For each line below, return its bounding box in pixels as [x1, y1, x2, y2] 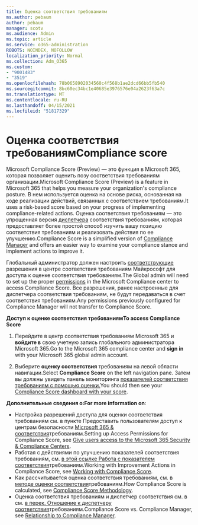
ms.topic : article [6, 36, 51, 42]
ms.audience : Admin [6, 31, 54, 37]
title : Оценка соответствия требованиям [6, 8, 108, 15]
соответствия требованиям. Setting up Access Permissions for [14, 430, 168, 437]
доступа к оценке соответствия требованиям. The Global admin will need [6, 272, 189, 279]
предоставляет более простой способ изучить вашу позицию [6, 222, 163, 230]
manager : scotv [6, 25, 44, 31]
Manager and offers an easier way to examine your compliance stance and [6, 241, 188, 249]
